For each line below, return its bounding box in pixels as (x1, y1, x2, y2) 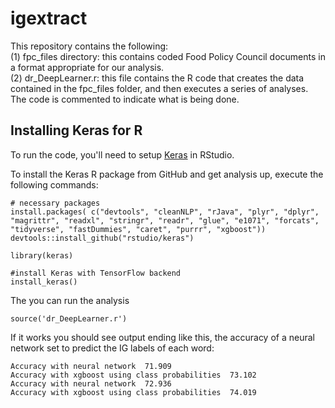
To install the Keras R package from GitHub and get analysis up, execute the (10, 168, 324, 180)
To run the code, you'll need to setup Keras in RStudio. (10, 148, 235, 161)
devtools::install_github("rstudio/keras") (10, 233, 195, 243)
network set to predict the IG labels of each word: (10, 342, 215, 354)
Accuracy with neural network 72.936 (10, 378, 172, 389)
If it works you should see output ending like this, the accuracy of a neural (10, 331, 315, 343)
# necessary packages (10, 198, 101, 208)
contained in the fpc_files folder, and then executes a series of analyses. (10, 82, 309, 94)
